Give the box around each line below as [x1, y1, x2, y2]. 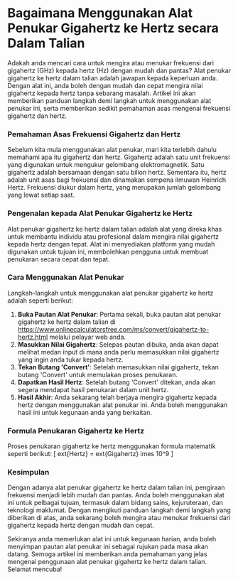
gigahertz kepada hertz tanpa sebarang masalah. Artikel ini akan [7, 89, 197, 97]
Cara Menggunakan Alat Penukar [7, 272, 124, 282]
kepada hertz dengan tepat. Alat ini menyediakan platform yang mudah [7, 239, 215, 248]
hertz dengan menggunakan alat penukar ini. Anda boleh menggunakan [17, 400, 228, 409]
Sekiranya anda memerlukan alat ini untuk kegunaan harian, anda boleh [7, 535, 217, 543]
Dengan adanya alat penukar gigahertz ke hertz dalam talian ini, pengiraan [7, 483, 225, 492]
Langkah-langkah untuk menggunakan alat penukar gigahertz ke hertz [7, 288, 214, 297]
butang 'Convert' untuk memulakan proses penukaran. [17, 370, 178, 379]
